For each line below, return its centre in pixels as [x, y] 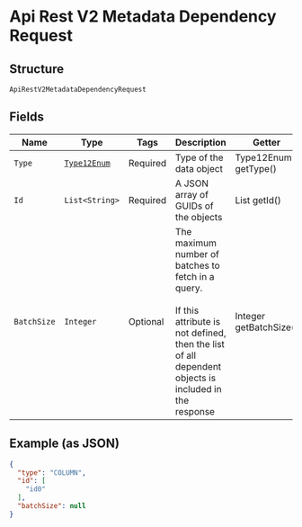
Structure [37, 69]
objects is [195, 378]
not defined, [200, 333]
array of [192, 194]
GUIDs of [194, 206]
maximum [196, 243]
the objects [199, 217]
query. [189, 288]
